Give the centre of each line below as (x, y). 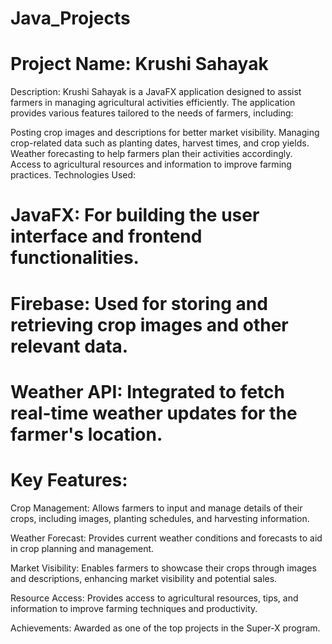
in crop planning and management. (82, 548)
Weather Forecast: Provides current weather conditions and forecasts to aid (166, 538)
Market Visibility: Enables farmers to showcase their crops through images (163, 568)
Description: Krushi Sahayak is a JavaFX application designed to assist (156, 92)
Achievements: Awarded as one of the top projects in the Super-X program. (165, 628)
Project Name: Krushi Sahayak (139, 64)
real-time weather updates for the (154, 413)
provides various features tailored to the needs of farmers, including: (152, 113)
